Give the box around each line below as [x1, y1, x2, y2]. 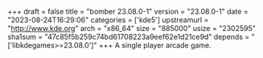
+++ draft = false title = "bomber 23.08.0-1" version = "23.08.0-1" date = [7, 7, 249, 16]
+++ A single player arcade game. [98, 41, 212, 50]
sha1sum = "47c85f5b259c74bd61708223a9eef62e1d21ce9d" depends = [7, 32, 250, 41]
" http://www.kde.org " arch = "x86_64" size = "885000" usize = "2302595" [7, 24, 257, 33]
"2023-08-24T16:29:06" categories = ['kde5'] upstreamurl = [7, 15, 209, 25]
